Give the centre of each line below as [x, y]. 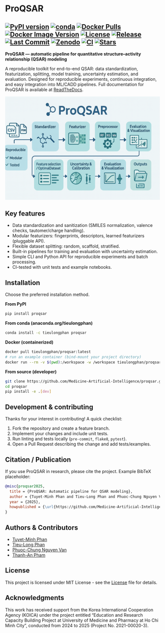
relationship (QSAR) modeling [36, 59]
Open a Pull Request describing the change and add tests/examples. [82, 444]
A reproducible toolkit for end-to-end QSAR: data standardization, [72, 69]
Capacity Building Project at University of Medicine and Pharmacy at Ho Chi [82, 620]
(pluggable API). [28, 241]
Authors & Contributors [42, 527]
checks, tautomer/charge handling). [48, 231]
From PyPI [16, 304]
